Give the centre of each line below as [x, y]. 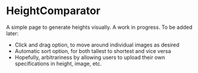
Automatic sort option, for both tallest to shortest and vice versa [93, 51]
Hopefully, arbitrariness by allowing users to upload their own [90, 57]
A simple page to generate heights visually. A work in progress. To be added [99, 27]
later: [12, 33]
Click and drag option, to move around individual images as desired [97, 45]
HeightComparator [53, 11]
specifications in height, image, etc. [58, 64]
